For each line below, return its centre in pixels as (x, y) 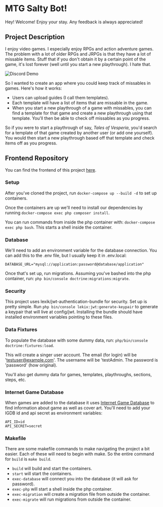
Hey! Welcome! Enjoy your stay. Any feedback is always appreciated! (74, 22)
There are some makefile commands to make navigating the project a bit (77, 449)
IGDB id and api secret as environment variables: (54, 413)
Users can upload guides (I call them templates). (60, 97)
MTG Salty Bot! (36, 8)
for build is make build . (28, 459)
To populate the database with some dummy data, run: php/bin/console (76, 340)
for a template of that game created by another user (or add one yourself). (79, 133)
